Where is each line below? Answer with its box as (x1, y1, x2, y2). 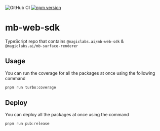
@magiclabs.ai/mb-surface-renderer (5, 44, 79, 48)
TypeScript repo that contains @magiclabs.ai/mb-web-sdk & (5, 38, 124, 44)
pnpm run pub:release (5, 121, 50, 126)
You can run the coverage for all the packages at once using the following (5, 70, 156, 76)
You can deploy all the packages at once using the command (5, 112, 129, 118)
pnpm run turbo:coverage (5, 85, 56, 90)
